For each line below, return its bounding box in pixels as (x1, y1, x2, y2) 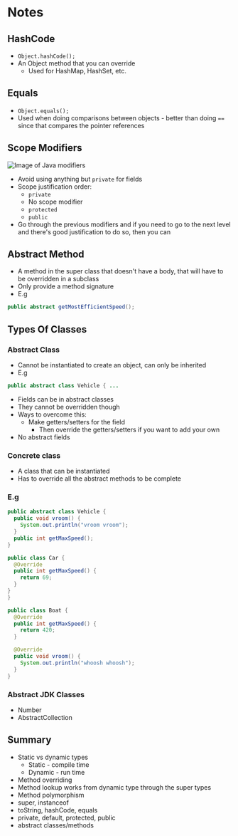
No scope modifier (28, 197, 83, 206)
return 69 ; (20, 574, 53, 581)
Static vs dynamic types (17, 753, 89, 761)
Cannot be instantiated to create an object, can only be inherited (17, 361, 207, 369)
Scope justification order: (17, 182, 92, 191)
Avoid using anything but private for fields (17, 174, 143, 183)
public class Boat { (7, 607, 69, 614)
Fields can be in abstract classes (17, 395, 114, 403)
